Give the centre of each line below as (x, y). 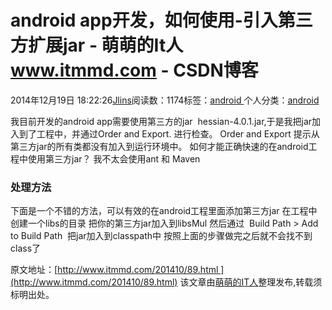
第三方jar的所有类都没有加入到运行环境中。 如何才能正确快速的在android (159, 146)
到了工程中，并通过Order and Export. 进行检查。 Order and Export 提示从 (169, 133)
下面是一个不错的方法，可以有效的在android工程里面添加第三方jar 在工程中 (164, 211)
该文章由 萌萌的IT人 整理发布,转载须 (251, 282)
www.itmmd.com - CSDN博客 (134, 70)
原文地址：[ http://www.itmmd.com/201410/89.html (114, 270)
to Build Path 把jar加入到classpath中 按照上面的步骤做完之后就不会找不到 (161, 236)
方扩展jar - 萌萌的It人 (97, 45)
